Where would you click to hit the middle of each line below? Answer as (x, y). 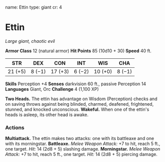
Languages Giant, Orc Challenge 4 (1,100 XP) (52, 89)
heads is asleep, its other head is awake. (47, 115)
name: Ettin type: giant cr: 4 (34, 7)
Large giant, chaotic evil (30, 41)
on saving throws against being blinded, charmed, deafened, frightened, (79, 104)
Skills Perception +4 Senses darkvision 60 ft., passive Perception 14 (76, 84)
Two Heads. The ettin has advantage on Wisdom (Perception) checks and (81, 99)
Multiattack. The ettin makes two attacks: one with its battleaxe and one (80, 139)
